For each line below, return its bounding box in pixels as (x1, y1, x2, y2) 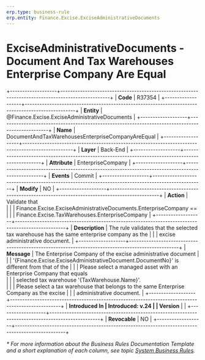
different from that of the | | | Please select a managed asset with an (6, 263, 178, 270)
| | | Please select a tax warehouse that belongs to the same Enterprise (6, 283, 185, 290)
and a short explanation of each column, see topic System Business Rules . (6, 347, 196, 354)
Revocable (108, 315, 136, 323)
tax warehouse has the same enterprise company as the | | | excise (6, 231, 176, 238)
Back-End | (100, 146, 129, 153)
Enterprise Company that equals (6, 270, 88, 277)
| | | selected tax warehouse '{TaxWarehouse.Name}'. (6, 277, 141, 284)
